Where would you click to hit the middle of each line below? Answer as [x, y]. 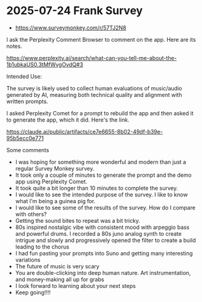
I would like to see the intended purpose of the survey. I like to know [102, 195]
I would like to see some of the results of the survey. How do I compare [105, 207]
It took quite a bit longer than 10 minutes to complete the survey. [96, 188]
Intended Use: [24, 76]
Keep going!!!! [33, 292]
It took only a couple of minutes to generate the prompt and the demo [103, 175]
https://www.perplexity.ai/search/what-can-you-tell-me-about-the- [91, 58]
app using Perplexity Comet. [51, 181]
